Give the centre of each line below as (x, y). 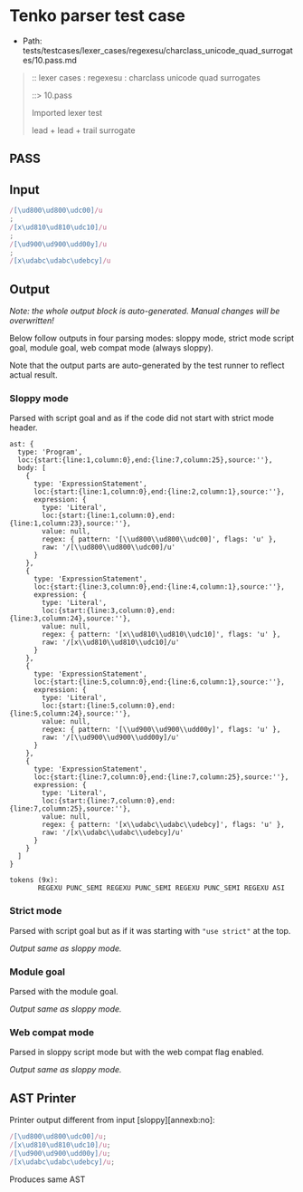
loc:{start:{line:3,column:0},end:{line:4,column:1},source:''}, (159, 587)
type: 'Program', (50, 452)
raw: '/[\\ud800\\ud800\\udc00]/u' (109, 548)
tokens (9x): (34, 880)
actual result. (33, 375)
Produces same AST (47, 1179)
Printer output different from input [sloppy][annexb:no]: (112, 1120)
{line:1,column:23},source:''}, (70, 524)
